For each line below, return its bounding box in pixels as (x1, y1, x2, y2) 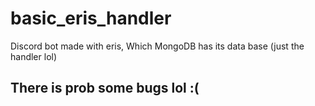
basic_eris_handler (10, 7, 172, 30)
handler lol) (10, 50, 58, 62)
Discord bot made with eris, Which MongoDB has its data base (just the (10, 40, 305, 52)
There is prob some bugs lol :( (10, 80, 200, 97)
